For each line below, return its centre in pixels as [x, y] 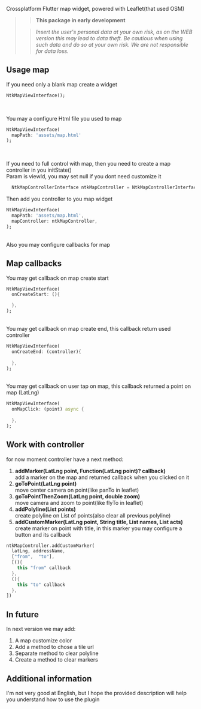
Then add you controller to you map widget [60, 199]
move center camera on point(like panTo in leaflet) [77, 490]
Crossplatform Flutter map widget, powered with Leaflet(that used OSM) [95, 9]
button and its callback [43, 534]
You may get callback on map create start [57, 278]
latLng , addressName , [39, 551]
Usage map [28, 70]
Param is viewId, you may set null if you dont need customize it [84, 176]
